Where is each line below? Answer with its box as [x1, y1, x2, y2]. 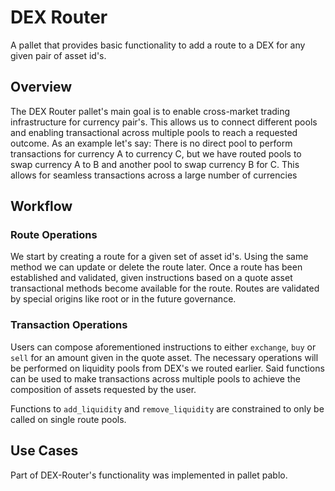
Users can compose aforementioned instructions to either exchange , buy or [10, 341, 317, 353]
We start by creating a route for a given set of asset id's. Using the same [10, 251, 309, 263]
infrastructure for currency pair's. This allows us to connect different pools [10, 116, 318, 128]
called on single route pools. [10, 413, 127, 425]
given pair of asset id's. [10, 49, 107, 61]
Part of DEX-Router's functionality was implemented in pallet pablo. [10, 469, 288, 481]
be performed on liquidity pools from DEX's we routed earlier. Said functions [10, 362, 325, 374]
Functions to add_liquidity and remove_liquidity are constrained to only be [10, 402, 325, 415]
